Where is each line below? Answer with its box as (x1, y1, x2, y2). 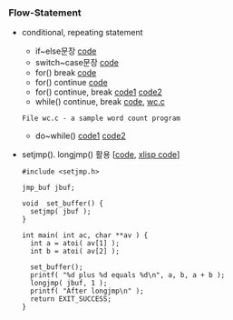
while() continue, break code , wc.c (34, 96, 165, 107)
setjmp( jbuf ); (30, 207, 92, 216)
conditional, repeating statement (21, 27, 143, 38)
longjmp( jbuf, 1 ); (30, 279, 108, 288)
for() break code (34, 67, 97, 78)
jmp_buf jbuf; (21, 184, 75, 193)
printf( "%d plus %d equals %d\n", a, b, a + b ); (30, 271, 226, 280)
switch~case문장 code (34, 57, 120, 68)
